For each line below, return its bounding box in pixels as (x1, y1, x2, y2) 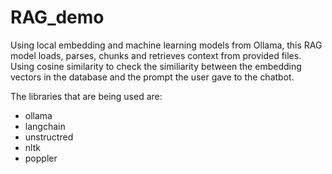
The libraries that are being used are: (10, 90, 163, 102)
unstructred (24, 131, 74, 143)
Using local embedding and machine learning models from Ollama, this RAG (10, 39, 323, 51)
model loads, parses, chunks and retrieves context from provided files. (10, 49, 302, 61)
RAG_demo (10, 6, 105, 29)
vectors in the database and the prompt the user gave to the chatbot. (10, 71, 295, 83)
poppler (24, 152, 58, 164)
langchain (24, 120, 66, 132)
